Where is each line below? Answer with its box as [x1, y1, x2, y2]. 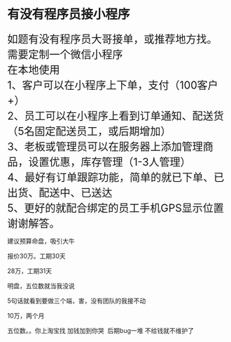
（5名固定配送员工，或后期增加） [7, 124, 171, 138]
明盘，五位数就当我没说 [7, 282, 75, 290]
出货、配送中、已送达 [7, 185, 113, 199]
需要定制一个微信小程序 [7, 47, 123, 61]
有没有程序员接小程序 [7, 6, 131, 22]
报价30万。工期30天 [7, 251, 66, 260]
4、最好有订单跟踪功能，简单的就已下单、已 [7, 170, 225, 184]
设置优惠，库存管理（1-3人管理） [27, 155, 191, 169]
